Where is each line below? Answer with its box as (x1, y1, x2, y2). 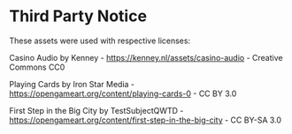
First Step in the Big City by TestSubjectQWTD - (9, 105, 184, 115)
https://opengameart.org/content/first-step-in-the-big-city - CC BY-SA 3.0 (9, 115, 281, 125)
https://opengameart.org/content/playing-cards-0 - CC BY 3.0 (9, 88, 237, 99)
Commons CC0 (9, 62, 65, 72)
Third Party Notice (9, 6, 148, 26)
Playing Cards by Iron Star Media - (9, 78, 135, 89)
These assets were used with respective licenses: (9, 35, 191, 46)
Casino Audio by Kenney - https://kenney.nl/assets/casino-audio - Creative (9, 52, 283, 63)
